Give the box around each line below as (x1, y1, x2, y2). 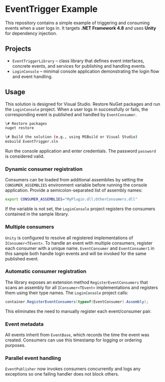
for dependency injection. (5, 30, 58, 36)
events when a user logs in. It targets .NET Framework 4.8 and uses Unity (5, 25, 156, 31)
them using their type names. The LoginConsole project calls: (5, 290, 129, 296)
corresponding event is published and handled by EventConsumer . (5, 111, 137, 117)
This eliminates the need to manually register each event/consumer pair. (5, 308, 152, 314)
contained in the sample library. (5, 211, 69, 217)
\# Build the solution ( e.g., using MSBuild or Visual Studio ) (5, 134, 138, 139)
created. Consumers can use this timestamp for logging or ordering (5, 337, 142, 343)
